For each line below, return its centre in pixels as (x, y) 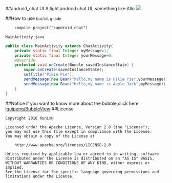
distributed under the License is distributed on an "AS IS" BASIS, (80, 158)
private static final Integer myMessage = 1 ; (62, 51)
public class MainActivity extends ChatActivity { (59, 46)
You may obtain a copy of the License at (50, 136)
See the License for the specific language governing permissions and (82, 172)
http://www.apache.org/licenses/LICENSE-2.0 (63, 145)
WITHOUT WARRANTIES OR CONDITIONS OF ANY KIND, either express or (78, 163)
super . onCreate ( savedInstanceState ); (64, 70)
